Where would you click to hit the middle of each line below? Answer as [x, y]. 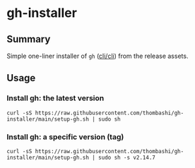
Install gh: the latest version [55, 98]
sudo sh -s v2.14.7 [127, 157]
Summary [29, 39]
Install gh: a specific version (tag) [65, 137]
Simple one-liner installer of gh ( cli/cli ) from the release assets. [97, 56]
